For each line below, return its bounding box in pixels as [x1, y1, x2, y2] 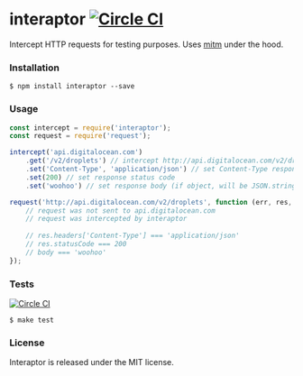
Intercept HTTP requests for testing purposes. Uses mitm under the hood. [9, 39, 284, 50]
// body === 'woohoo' [25, 248, 106, 257]
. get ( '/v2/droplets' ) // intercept [25, 156, 160, 166]
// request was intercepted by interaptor [25, 215, 188, 224]
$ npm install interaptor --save [9, 82, 135, 91]
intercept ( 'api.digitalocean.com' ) [9, 148, 143, 157]
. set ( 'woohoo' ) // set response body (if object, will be [25, 181, 248, 190]
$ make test [9, 316, 54, 325]
